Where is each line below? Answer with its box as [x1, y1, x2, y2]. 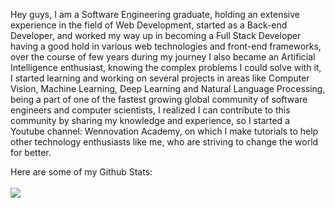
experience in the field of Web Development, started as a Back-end [10, 19, 288, 31]
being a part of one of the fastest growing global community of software [10, 94, 308, 105]
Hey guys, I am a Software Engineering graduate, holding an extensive [10, 9, 300, 20]
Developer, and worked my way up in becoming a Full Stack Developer [10, 30, 302, 41]
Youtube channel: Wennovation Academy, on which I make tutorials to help [10, 125, 319, 137]
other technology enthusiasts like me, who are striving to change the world [10, 136, 319, 148]
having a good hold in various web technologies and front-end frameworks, [10, 40, 322, 52]
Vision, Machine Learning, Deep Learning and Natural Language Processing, [10, 83, 326, 94]
